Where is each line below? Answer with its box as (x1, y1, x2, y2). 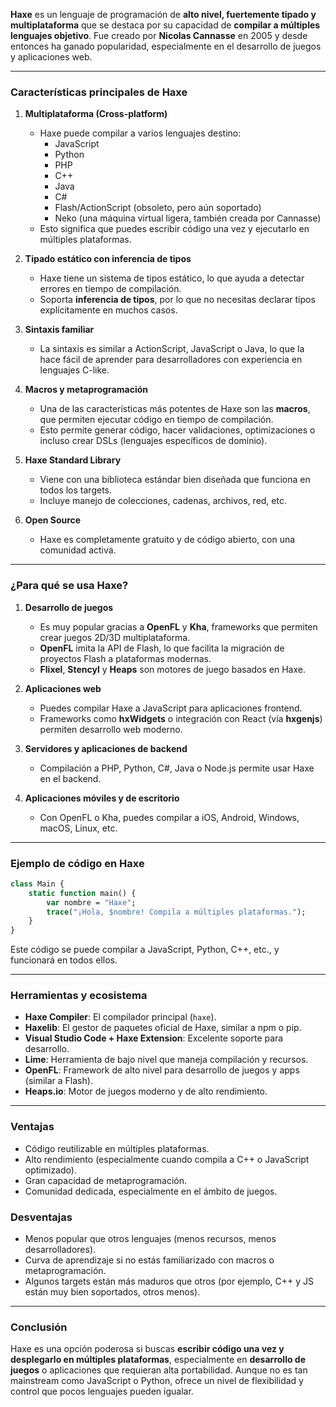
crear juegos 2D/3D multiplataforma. (39, 631, 191, 643)
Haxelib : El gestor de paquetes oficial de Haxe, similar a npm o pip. (24, 1022, 302, 1034)
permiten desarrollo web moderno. (39, 723, 183, 735)
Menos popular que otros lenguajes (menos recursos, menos (24, 1233, 277, 1245)
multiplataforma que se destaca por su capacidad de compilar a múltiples (10, 19, 321, 31)
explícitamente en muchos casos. (39, 304, 178, 316)
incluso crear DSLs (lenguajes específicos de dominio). (39, 435, 268, 447)
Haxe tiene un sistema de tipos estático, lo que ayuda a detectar (39, 272, 305, 284)
